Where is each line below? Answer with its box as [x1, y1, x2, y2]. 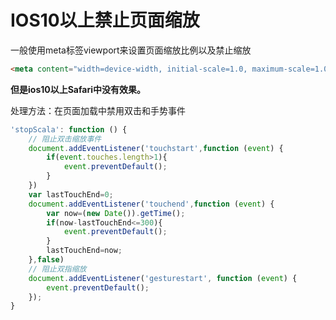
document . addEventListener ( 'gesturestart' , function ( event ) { [28, 273, 298, 283]
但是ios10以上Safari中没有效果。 [10, 83, 146, 95]
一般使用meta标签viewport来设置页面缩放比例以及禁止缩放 [10, 44, 252, 56]
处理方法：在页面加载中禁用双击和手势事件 [10, 104, 186, 116]
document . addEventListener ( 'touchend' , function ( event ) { [28, 199, 275, 209]
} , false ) [28, 255, 65, 265]
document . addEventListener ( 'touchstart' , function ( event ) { [28, 143, 284, 153]
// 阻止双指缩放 [28, 264, 87, 274]
